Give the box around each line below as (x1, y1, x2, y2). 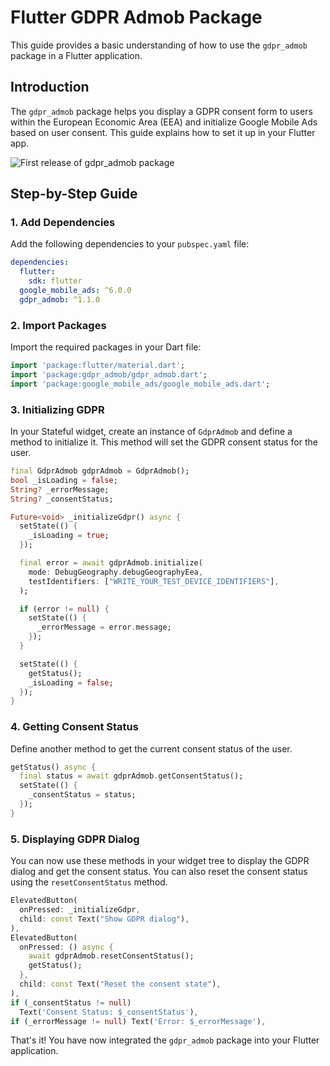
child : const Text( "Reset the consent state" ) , (19, 979, 222, 989)
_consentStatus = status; (28, 790, 137, 800)
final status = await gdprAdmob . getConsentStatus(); (19, 771, 244, 781)
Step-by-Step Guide (10, 186, 138, 203)
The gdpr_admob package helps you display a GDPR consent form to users (10, 105, 313, 117)
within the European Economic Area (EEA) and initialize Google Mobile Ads (10, 116, 318, 128)
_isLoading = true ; (28, 531, 110, 541)
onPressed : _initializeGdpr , (19, 905, 141, 915)
